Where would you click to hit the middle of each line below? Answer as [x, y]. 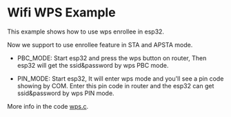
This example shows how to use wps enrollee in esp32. [86, 31]
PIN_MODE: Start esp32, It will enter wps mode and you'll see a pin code [120, 78]
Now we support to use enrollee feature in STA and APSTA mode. [100, 44]
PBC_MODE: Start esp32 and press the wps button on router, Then [112, 58]
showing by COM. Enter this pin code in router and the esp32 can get [115, 86]
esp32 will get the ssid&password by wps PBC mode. [93, 65]
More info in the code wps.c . [48, 106]
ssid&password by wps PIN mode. [66, 93]
